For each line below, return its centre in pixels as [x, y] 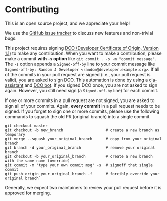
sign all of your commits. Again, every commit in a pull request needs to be [83, 106]
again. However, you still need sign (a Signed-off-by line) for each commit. [82, 90]
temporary [15, 134]
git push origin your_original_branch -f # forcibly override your [82, 174]
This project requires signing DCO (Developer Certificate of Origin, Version [82, 48]
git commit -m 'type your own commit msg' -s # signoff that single [79, 165]
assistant [14, 85]
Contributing [32, 9]
